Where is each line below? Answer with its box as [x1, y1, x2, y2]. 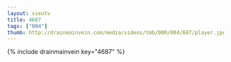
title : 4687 [7, 16, 41, 23]
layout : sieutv [7, 10, 51, 17]
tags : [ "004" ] [7, 22, 48, 29]
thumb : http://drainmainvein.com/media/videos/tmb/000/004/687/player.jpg [7, 29, 226, 36]
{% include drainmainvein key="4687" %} [7, 48, 125, 56]
